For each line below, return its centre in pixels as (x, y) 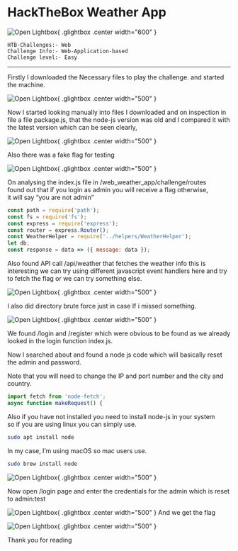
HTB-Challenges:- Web (39, 45)
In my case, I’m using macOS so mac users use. (77, 450)
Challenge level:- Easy (42, 57)
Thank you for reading (40, 540)
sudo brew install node (42, 464)
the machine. (27, 84)
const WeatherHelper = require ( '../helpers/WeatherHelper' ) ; (100, 237)
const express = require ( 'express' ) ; (63, 223)
